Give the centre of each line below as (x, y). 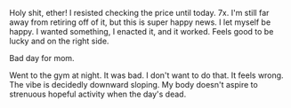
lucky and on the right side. (59, 41)
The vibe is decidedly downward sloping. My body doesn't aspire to (133, 85)
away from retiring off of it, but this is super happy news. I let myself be (140, 22)
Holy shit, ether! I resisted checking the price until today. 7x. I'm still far (139, 13)
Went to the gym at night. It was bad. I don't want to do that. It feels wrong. (146, 75)
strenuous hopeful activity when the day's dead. (98, 94)
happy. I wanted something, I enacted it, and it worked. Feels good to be (141, 31)
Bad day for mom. (42, 58)
